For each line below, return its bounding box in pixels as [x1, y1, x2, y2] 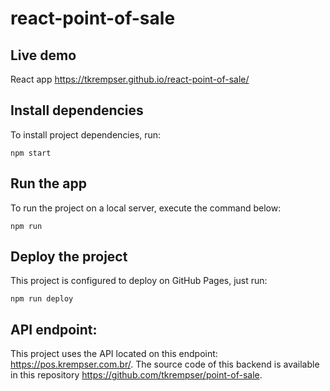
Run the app [10, 175, 87, 192]
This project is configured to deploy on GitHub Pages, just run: [10, 275, 268, 287]
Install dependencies [10, 102, 144, 119]
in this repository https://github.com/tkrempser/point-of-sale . [10, 369, 263, 381]
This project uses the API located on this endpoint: [10, 348, 218, 360]
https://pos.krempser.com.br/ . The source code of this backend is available [10, 358, 320, 371]
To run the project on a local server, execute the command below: [10, 202, 282, 214]
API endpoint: [10, 321, 98, 338]
